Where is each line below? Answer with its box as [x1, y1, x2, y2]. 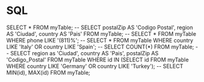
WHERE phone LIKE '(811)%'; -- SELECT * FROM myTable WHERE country [6, 36, 194, 44]
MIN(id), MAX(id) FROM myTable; [6, 69, 90, 76]
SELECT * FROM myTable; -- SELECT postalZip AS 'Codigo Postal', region [6, 24, 194, 31]
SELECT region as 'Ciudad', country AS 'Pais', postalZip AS [10, 49, 159, 56]
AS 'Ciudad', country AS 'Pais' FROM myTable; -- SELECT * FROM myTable [6, 30, 197, 37]
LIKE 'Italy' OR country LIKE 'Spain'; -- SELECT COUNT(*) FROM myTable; [6, 43, 194, 50]
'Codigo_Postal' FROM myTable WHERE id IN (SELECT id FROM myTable [6, 56, 189, 63]
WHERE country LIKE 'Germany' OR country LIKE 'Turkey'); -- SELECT [6, 62, 183, 70]
